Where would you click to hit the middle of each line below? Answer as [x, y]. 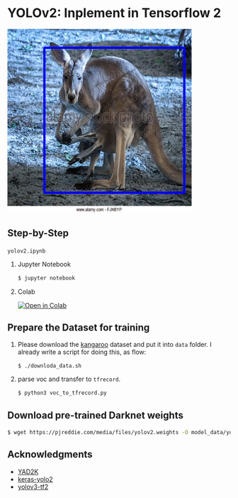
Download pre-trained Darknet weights [96, 415]
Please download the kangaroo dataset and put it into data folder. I [114, 345]
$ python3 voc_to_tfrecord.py [62, 393]
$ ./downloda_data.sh [49, 366]
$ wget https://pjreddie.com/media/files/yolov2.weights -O [98, 433]
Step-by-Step [38, 233]
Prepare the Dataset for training [79, 328]
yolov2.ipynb [27, 251]
